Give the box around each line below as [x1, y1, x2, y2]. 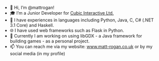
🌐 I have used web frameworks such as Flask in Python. [9, 27, 124, 33]
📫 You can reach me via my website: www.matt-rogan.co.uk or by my [9, 44, 153, 49]
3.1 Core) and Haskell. [9, 22, 54, 28]
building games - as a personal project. [9, 38, 90, 44]
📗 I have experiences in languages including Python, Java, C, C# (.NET [9, 17, 154, 23]
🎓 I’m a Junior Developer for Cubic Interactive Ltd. [9, 10, 114, 16]
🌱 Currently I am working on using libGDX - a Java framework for [9, 33, 142, 39]
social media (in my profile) [9, 51, 65, 56]
